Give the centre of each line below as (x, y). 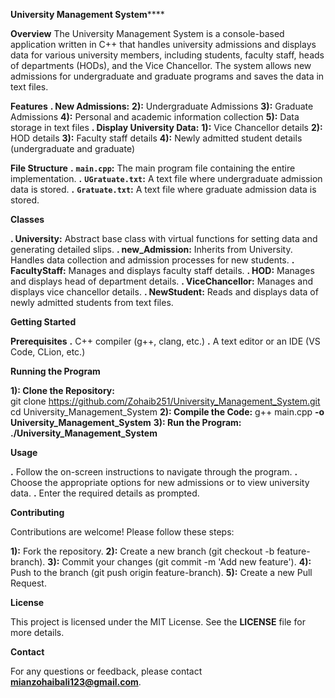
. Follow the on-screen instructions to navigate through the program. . (154, 472)
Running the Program (55, 371)
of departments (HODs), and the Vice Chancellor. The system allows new (161, 65)
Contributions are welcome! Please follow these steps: (122, 532)
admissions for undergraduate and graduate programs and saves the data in (167, 76)
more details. (37, 632)
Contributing (37, 512)
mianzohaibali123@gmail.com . (76, 682)
